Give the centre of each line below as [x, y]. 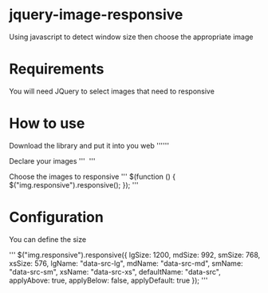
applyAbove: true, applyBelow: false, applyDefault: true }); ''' [108, 280]
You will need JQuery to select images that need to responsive [112, 91]
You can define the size [48, 239]
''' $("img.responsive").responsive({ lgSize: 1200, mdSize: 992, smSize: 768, [135, 255]
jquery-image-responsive [96, 15]
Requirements [57, 69]
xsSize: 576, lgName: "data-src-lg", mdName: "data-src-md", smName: [126, 263]
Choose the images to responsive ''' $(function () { [93, 176]
